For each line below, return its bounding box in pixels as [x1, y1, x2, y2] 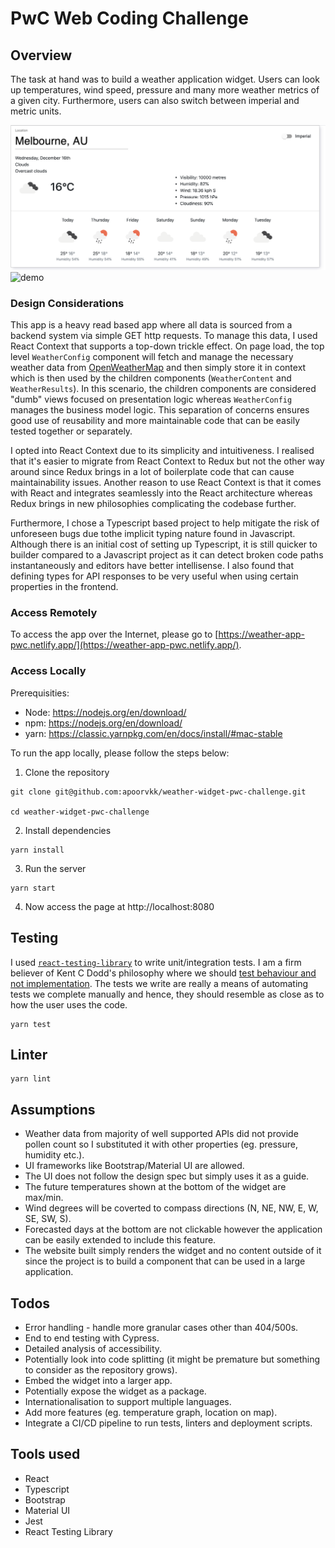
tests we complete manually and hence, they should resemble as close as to [10, 988, 325, 1000]
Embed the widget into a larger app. [24, 1374, 173, 1386]
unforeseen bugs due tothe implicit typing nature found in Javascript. [10, 528, 296, 540]
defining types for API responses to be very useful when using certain [10, 570, 299, 582]
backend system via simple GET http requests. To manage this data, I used [10, 330, 318, 342]
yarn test [10, 1019, 52, 1029]
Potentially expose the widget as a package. [24, 1385, 207, 1397]
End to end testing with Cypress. [24, 1332, 160, 1344]
